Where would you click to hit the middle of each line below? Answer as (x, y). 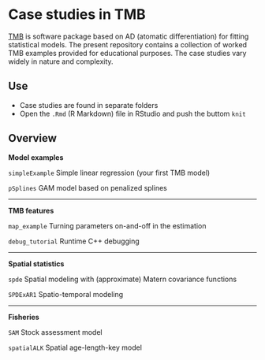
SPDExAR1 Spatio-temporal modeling (66, 294)
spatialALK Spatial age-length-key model (75, 347)
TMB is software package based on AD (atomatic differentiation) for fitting (129, 36)
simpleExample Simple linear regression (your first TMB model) (109, 173)
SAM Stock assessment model (55, 332)
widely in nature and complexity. (61, 61)
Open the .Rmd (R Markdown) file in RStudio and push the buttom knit (132, 113)
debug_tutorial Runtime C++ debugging (74, 241)
